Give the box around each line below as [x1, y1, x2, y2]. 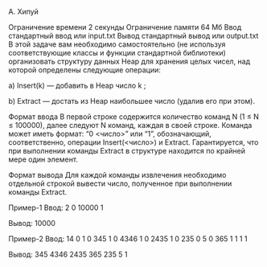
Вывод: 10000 [8, 219, 56, 228]
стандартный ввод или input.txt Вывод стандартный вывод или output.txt [8, 31, 259, 40]
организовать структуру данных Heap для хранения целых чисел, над [8, 56, 251, 66]
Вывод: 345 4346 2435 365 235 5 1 [8, 249, 128, 259]
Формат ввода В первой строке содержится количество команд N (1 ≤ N [8, 112, 259, 121]
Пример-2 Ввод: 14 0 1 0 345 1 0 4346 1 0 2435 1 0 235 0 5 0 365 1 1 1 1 [8, 234, 248, 244]
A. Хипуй [8, 7, 39, 16]
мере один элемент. [8, 154, 79, 164]
